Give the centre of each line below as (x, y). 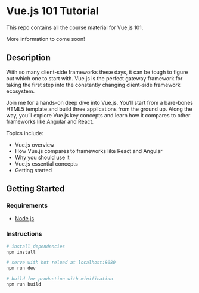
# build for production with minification (60, 279)
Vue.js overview (35, 145)
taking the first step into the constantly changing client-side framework (93, 85)
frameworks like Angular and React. (50, 121)
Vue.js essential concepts (46, 163)
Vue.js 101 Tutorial (53, 11)
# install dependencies (36, 246)
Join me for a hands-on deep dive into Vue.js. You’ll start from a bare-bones (100, 102)
